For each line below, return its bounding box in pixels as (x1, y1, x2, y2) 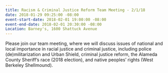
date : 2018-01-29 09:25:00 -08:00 (5, 12, 79, 17)
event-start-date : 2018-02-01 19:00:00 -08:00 (5, 17, 107, 22)
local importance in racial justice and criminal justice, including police (5, 46, 152, 52)
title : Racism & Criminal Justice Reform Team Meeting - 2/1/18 (5, 7, 145, 13)
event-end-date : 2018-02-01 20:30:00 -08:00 (5, 21, 102, 27)
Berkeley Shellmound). (5, 62, 53, 68)
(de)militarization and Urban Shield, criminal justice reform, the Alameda (5, 52, 158, 58)
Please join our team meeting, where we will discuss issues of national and (5, 40, 163, 46)
